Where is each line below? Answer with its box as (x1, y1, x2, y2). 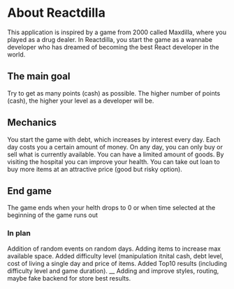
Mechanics (7, 117, 57, 128)
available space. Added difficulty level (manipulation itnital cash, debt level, (7, 251, 224, 260)
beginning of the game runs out (7, 211, 98, 219)
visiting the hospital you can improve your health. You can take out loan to (7, 157, 220, 165)
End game (7, 185, 52, 197)
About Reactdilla (7, 5, 106, 21)
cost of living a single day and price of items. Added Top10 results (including (7, 259, 227, 267)
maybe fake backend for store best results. (7, 274, 131, 282)
